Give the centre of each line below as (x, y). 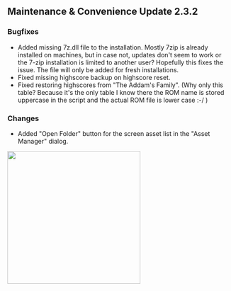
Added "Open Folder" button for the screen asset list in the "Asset (114, 133)
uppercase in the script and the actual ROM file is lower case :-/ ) (113, 100)
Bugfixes (23, 32)
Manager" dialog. (43, 141)
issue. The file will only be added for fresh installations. (98, 69)
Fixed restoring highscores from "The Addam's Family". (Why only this (120, 85)
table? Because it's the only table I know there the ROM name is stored (121, 92)
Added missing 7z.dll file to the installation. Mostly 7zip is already (113, 47)
